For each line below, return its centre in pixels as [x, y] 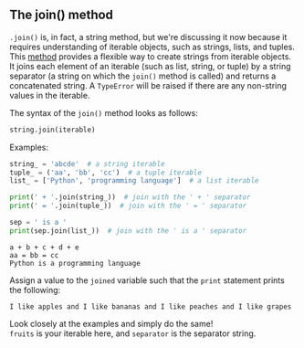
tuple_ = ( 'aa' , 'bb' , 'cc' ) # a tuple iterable [106, 173]
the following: [35, 290]
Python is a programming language [75, 263]
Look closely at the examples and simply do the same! [111, 323]
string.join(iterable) [52, 130]
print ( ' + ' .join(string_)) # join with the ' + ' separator [130, 197]
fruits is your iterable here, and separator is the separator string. [133, 333]
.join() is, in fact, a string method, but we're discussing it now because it [148, 37]
